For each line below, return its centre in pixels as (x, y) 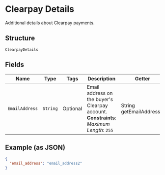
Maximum (98, 124)
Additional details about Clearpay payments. (50, 23)
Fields (15, 65)
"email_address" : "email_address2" (46, 164)
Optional (72, 108)
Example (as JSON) (35, 147)
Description (102, 78)
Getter (143, 78)
